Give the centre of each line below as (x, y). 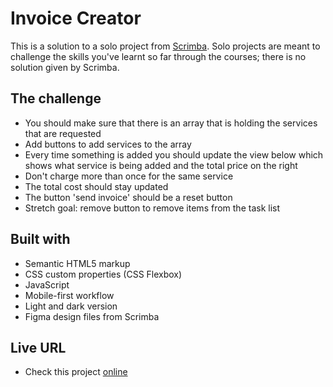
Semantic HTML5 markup (77, 263)
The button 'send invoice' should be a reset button (128, 197)
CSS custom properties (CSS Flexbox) (103, 274)
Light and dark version (71, 306)
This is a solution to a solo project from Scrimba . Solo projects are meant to (165, 46)
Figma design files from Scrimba (92, 316)
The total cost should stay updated (96, 186)
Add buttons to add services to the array (108, 144)
